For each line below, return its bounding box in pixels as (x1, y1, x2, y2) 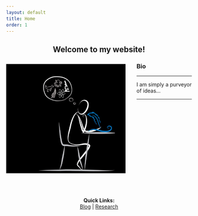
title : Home (6, 15, 35, 22)
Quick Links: (83, 197, 115, 204)
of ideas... (136, 87, 161, 94)
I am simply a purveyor (136, 81, 192, 88)
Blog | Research (80, 203, 118, 210)
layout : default (6, 9, 46, 15)
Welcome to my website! (52, 44, 146, 54)
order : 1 (6, 22, 28, 28)
